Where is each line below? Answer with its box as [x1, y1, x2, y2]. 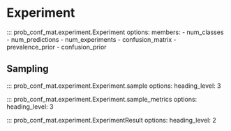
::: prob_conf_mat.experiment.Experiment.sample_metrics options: [6, 95, 198, 103]
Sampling [6, 63, 50, 75]
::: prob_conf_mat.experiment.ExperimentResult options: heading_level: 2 [6, 116, 217, 124]
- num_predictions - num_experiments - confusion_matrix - [6, 35, 177, 43]
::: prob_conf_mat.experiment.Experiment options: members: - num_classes [6, 28, 224, 36]
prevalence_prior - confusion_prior [6, 43, 107, 51]
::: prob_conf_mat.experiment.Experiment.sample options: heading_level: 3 [6, 82, 221, 90]
